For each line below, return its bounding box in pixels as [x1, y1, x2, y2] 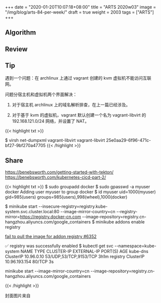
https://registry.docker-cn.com [20, 214, 81, 220]
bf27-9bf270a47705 [5, 142, 46, 148]
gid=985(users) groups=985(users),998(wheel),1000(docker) [5, 194, 128, 200]
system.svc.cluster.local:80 [5, 209, 59, 215]
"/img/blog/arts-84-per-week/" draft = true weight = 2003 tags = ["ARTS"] [5, 9, 154, 15]
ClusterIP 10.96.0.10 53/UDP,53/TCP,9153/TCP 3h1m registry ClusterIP [5, 253, 145, 259]
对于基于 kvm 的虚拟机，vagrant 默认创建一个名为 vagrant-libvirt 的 [12, 112, 146, 118]
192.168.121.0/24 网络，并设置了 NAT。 [12, 118, 89, 124]
